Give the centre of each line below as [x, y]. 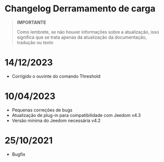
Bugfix [19, 154]
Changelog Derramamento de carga [80, 9]
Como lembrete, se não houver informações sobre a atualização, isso [88, 32]
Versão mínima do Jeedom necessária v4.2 [56, 120]
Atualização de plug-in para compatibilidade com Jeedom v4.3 [76, 115]
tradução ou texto [35, 42]
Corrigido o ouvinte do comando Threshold [56, 76]
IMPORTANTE [31, 22]
